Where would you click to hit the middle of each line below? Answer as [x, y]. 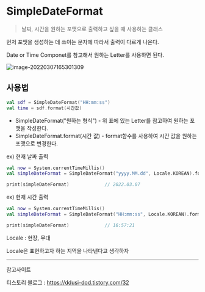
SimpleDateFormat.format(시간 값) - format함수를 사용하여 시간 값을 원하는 [106, 136]
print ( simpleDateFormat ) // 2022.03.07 [73, 184]
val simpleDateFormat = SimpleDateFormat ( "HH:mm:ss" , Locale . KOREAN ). [98, 214]
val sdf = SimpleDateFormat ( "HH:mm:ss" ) [59, 102]
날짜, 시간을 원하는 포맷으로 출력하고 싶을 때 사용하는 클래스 [92, 29]
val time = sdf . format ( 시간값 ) [44, 108]
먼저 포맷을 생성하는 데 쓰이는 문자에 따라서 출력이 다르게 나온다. [83, 42]
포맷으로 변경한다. [36, 143]
